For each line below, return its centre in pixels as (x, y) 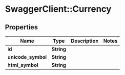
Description (84, 41)
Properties (21, 27)
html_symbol (23, 65)
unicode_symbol (27, 57)
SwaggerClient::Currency (58, 9)
